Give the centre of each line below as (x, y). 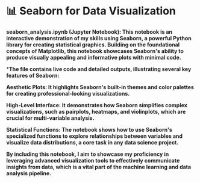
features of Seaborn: (33, 75)
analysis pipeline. (29, 173)
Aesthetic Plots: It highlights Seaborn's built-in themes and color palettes (100, 87)
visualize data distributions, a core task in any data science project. (92, 142)
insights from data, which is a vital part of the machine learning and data (99, 167)
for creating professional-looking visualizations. (68, 93)
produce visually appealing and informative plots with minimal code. (94, 57)
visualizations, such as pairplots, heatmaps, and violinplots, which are (96, 111)
